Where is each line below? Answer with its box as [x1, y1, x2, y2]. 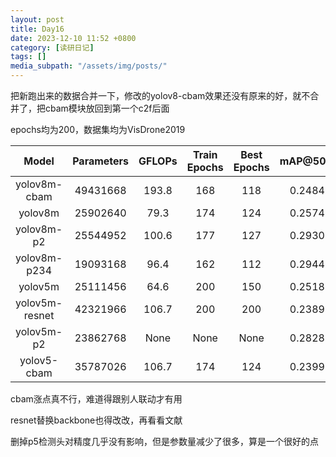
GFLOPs [138, 154, 178, 168]
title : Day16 [10, 24, 65, 34]
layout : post [10, 14, 65, 25]
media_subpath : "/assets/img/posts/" [10, 61, 168, 71]
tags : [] [10, 52, 47, 62]
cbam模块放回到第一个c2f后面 [44, 102, 170, 114]
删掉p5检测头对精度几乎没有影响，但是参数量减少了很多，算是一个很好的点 [10, 436, 319, 447]
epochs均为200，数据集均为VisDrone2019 [10, 124, 186, 135]
